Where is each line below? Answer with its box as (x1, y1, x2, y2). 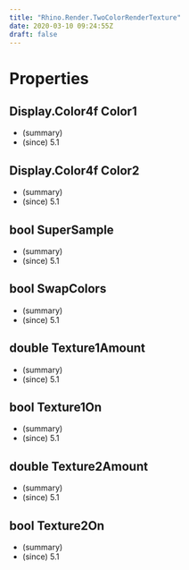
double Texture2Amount (9, 458, 149, 474)
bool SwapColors (9, 281, 107, 296)
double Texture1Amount (9, 341, 145, 356)
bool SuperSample (9, 222, 114, 237)
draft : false (9, 30, 58, 38)
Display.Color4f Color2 (9, 163, 140, 178)
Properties (9, 68, 89, 89)
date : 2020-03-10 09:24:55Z (9, 21, 114, 30)
